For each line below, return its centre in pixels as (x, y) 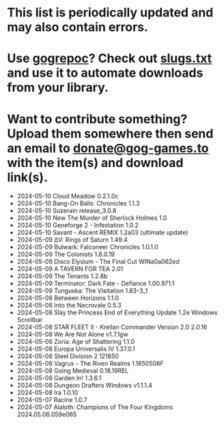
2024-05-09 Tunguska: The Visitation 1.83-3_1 (82, 291)
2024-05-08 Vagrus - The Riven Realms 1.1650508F (90, 364)
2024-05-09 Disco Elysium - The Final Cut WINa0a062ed (98, 262)
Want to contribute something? (97, 119)
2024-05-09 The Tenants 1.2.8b (62, 276)
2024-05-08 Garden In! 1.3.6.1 (59, 378)
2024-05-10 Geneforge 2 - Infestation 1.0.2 (78, 225)
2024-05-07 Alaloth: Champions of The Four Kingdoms (95, 407)
